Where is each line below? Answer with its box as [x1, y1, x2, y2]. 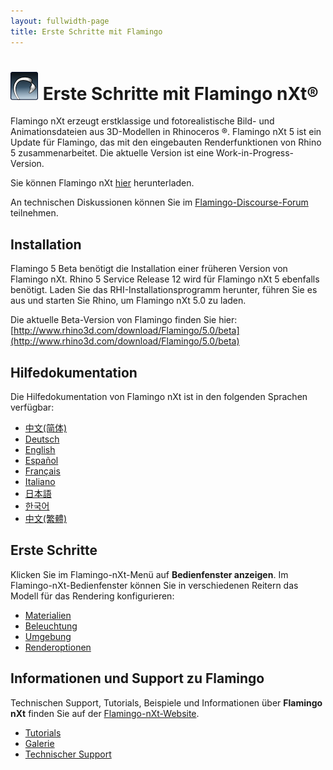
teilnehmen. [10, 207, 59, 219]
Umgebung [24, 630, 72, 642]
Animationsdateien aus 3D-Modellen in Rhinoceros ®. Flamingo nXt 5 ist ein [10, 126, 322, 138]
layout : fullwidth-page [10, 16, 110, 26]
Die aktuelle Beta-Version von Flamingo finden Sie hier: [10, 314, 238, 326]
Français [24, 465, 61, 477]
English [24, 444, 56, 456]
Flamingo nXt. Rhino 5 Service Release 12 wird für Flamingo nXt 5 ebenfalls [10, 273, 320, 285]
